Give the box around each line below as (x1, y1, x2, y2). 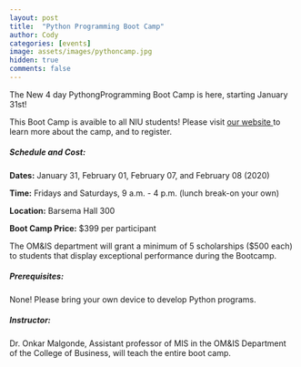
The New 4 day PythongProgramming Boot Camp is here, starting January (9, 88, 288, 100)
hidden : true (9, 56, 59, 65)
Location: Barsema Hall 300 (9, 205, 115, 216)
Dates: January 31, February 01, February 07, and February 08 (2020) (9, 169, 270, 180)
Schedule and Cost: (9, 147, 86, 158)
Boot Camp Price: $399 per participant (9, 222, 156, 233)
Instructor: (9, 315, 52, 326)
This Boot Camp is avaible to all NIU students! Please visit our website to (9, 116, 281, 127)
